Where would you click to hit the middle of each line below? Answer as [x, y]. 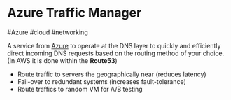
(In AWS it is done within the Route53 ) [62, 60]
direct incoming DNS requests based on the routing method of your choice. [116, 53]
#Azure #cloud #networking [48, 32]
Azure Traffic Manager [75, 13]
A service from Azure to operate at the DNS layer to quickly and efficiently [114, 45]
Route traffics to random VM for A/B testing [80, 89]
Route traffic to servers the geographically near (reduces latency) [112, 74]
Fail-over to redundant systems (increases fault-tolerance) [102, 81]
